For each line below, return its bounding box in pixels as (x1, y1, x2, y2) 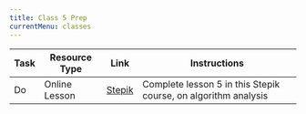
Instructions (189, 57, 244, 69)
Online (44, 78, 73, 90)
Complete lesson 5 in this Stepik (142, 78, 280, 90)
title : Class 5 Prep (9, 13, 88, 23)
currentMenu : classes (9, 22, 92, 31)
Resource (49, 51, 93, 64)
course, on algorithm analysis (142, 88, 269, 101)
